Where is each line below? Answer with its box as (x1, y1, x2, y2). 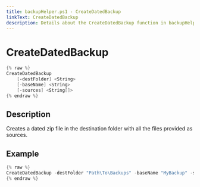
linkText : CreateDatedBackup (6, 14, 79, 20)
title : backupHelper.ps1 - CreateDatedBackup (6, 8, 121, 15)
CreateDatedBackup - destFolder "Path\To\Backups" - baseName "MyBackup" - (6, 170, 193, 176)
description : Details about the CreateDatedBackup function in (6, 20, 167, 26)
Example (6, 148, 39, 158)
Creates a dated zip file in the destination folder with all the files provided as (6, 125, 193, 132)
